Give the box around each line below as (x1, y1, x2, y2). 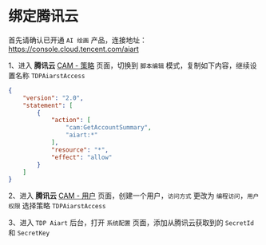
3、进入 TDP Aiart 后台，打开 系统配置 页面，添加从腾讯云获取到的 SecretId (8, 218, 254, 227)
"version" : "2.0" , (22, 93, 84, 102)
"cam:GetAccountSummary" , (65, 124, 152, 132)
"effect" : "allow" (50, 153, 113, 161)
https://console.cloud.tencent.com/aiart (8, 44, 140, 53)
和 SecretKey (8, 228, 50, 238)
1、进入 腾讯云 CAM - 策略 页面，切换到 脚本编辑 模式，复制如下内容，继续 (8, 61, 250, 70)
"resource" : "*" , (50, 145, 109, 154)
